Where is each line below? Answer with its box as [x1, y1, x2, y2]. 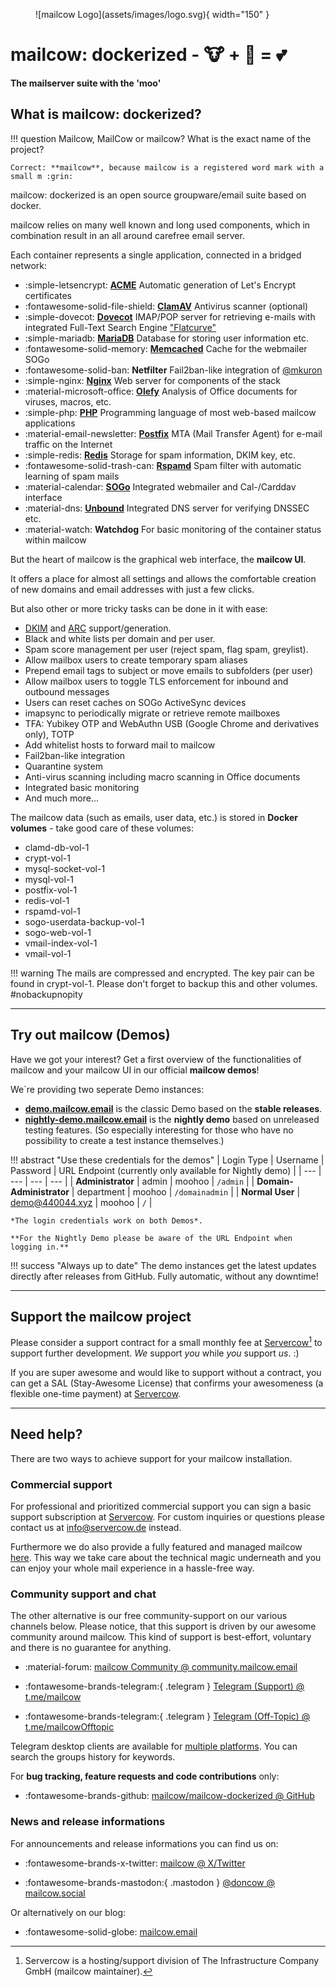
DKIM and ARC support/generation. [24, 622, 172, 634]
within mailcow [24, 534, 87, 546]
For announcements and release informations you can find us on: [10, 1837, 279, 1849]
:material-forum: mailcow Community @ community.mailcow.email [24, 1661, 298, 1673]
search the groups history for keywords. [10, 1751, 176, 1763]
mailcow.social [24, 1887, 86, 1899]
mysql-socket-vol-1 [24, 862, 106, 874]
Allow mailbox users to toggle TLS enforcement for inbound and [24, 675, 289, 687]
